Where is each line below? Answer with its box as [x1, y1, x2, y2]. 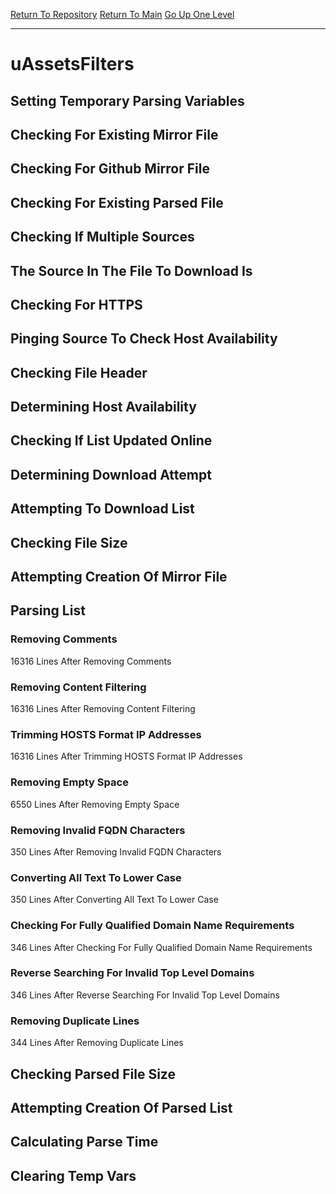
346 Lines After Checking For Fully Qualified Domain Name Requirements [10, 941, 313, 953]
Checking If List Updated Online [10, 432, 213, 449]
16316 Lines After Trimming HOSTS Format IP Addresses [10, 750, 243, 763]
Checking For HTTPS [10, 296, 143, 313]
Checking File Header [10, 364, 148, 381]
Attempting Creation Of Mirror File [10, 569, 228, 586]
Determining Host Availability [10, 399, 197, 416]
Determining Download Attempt [10, 466, 212, 483]
